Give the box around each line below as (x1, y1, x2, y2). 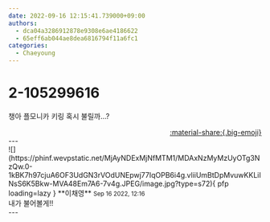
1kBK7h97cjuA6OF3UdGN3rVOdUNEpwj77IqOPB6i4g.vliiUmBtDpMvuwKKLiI (8, 170, 261, 179)
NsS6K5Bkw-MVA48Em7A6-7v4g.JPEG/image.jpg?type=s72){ (8, 179, 216, 188)
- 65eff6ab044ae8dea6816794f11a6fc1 (15, 34, 138, 43)
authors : (8, 19, 38, 27)
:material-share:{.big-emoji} (170, 127, 262, 137)
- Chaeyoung (15, 49, 56, 57)
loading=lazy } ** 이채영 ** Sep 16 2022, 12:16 (8, 188, 145, 198)
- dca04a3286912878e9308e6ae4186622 (15, 27, 138, 35)
